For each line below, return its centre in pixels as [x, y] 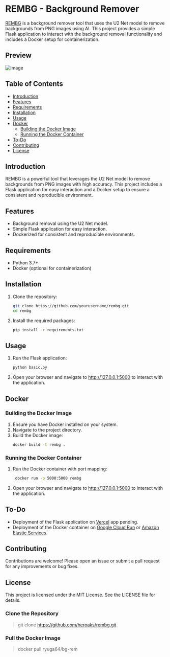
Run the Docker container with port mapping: [60, 469]
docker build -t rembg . [39, 445]
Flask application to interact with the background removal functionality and [84, 34]
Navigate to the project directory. [47, 429]
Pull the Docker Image [33, 638]
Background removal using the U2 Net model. [60, 223]
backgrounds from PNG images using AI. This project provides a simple [80, 28]
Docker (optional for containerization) [52, 268]
